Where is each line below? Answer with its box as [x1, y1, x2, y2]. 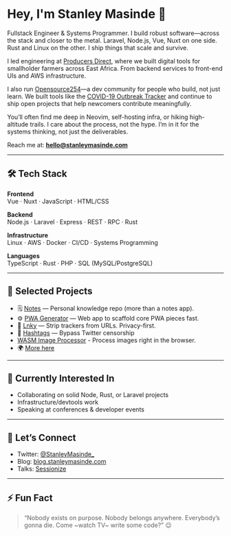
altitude [7, 120, 29, 128]
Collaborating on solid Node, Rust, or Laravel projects [16, 391, 169, 399]
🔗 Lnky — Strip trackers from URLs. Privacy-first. [16, 321, 156, 330]
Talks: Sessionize [16, 464, 67, 473]
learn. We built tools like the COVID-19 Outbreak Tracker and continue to [7, 92, 212, 100]
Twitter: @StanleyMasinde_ [16, 450, 95, 458]
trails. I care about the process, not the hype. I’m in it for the [30, 120, 199, 128]
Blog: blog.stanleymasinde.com [16, 458, 107, 466]
